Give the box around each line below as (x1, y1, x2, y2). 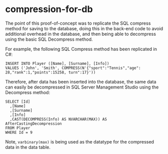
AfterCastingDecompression (5, 121, 62, 126)
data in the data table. (5, 144, 50, 150)
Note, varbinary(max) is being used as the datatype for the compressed (5, 138, 154, 144)
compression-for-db (5, 4, 93, 15)
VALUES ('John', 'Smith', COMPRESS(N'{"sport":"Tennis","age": (5, 65, 141, 70)
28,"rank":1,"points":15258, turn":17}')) (5, 69, 96, 75)
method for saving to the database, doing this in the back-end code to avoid (5, 25, 163, 31)
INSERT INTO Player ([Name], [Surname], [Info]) (5, 61, 109, 66)
